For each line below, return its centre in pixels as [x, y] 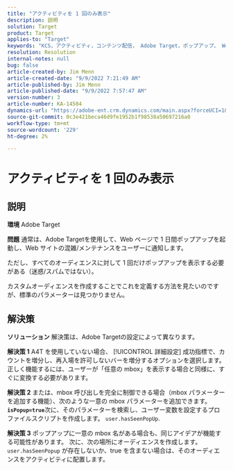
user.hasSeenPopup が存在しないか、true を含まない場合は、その [99, 451]
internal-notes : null [38, 59]
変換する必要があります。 [55, 378]
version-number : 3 [34, 98]
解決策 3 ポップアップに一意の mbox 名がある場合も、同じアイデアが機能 [111, 433]
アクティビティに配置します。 [67, 460]
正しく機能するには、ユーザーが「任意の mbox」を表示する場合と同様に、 [113, 369]
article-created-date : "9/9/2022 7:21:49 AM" [74, 78]
